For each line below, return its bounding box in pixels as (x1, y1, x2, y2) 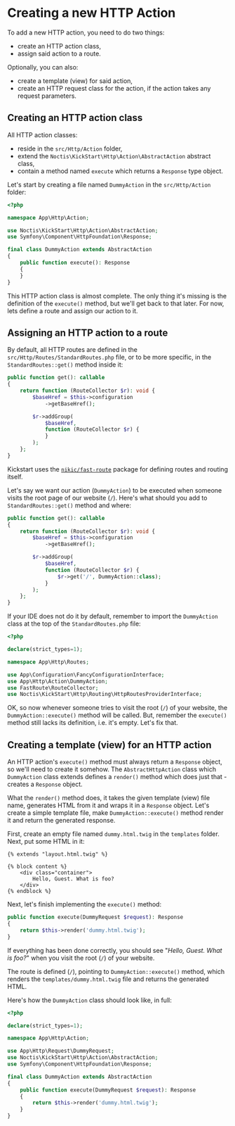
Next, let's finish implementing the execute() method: (7, 900, 162, 909)
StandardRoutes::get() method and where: (7, 501, 132, 510)
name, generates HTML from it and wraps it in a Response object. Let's (7, 801, 210, 810)
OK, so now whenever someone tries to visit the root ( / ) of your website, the (7, 704, 228, 712)
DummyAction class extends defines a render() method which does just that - (7, 773, 227, 781)
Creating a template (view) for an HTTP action (7, 739, 212, 751)
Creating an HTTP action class (7, 112, 143, 124)
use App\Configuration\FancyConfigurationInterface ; (7, 671, 165, 678)
